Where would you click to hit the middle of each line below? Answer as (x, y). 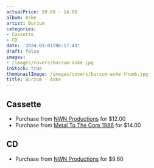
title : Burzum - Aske (34, 79)
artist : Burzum (26, 23)
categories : (21, 29)
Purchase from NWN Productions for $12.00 (70, 118)
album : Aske (21, 18)
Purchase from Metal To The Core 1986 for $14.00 (78, 125)
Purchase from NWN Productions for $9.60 (69, 159)
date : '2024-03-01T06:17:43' (43, 46)
